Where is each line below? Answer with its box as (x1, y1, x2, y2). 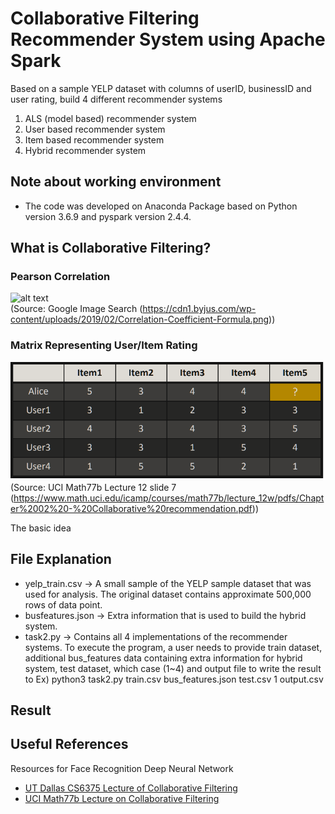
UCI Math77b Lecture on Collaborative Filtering (24, 792, 220, 804)
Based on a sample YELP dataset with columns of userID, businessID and (10, 82, 312, 94)
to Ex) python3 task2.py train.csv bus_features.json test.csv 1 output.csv (24, 673, 324, 685)
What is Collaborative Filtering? (10, 240, 212, 257)
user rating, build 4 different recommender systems (10, 93, 223, 105)
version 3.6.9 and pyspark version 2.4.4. (24, 210, 192, 222)
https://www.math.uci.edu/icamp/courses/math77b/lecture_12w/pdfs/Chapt (13, 492, 325, 504)
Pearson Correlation (10, 270, 111, 284)
